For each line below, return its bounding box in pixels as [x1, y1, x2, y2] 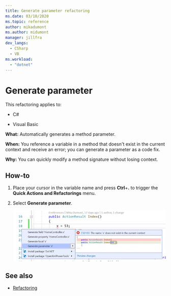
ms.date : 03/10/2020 [5, 13, 49, 19]
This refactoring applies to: [5, 102, 62, 108]
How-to [5, 171, 30, 180]
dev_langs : [5, 41, 28, 46]
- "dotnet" [10, 62, 33, 67]
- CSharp [10, 46, 28, 51]
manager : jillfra [5, 35, 42, 40]
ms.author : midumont [5, 30, 49, 35]
